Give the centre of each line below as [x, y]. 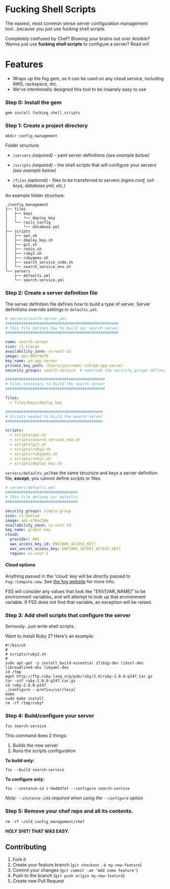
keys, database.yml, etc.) [39, 186]
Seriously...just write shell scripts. [40, 626]
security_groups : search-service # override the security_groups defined [86, 370]
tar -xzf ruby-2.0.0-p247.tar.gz [40, 681]
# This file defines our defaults [42, 497]
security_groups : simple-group [38, 511]
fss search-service [26, 726]
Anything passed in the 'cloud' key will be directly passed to [68, 576]
